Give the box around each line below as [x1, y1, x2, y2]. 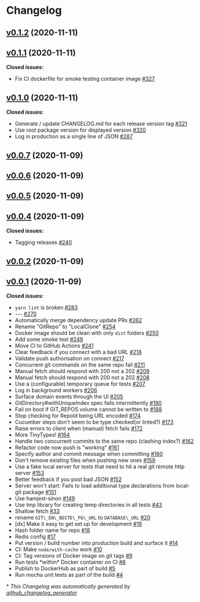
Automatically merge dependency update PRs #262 [14, 317, 142, 324]
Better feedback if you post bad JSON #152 [14, 476, 122, 483]
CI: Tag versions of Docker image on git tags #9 [14, 552, 133, 559]
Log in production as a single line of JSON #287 [14, 133, 133, 140]
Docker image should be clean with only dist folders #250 [14, 329, 159, 337]
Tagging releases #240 [14, 239, 72, 246]
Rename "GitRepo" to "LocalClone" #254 [14, 323, 116, 330]
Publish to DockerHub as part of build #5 [14, 565, 116, 572]
